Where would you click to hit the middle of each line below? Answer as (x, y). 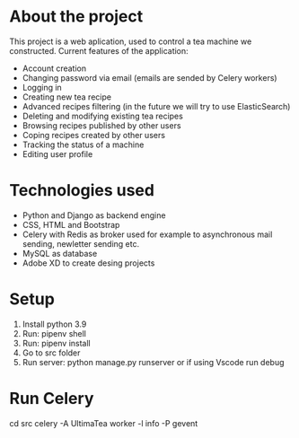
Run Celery (52, 399)
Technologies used (82, 191)
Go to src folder (51, 353)
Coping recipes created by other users (94, 135)
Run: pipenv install (57, 343)
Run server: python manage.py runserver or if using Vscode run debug (153, 362)
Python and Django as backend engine (94, 215)
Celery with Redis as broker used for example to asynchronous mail (147, 234)
